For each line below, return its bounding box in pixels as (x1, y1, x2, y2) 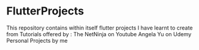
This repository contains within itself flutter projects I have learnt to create (6, 24, 193, 31)
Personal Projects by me (6, 37, 68, 44)
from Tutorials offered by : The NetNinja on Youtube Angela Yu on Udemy (6, 30, 192, 37)
